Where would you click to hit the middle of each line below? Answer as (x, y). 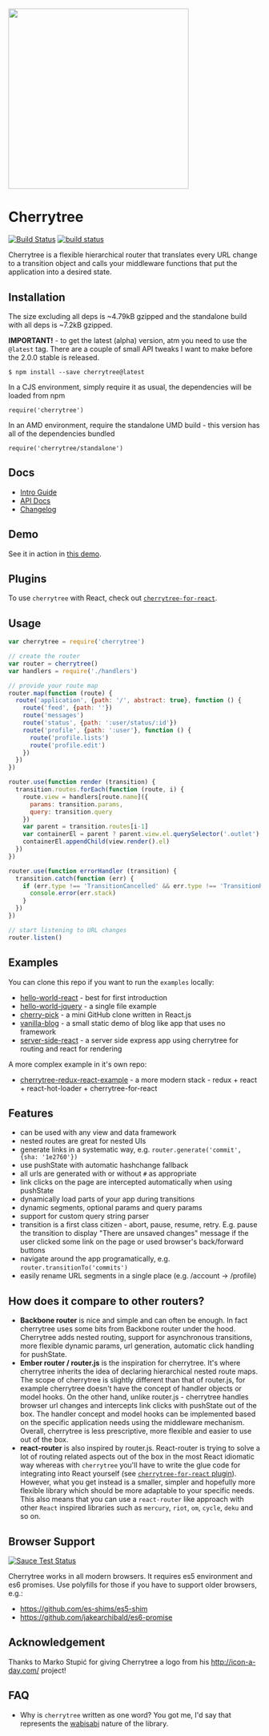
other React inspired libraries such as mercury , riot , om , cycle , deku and (137, 1508)
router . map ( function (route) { (60, 693)
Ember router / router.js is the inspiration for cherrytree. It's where (130, 1363)
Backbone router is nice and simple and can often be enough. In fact (134, 1320)
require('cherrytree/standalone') (66, 448)
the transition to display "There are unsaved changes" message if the (134, 1233)
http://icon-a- (233, 1661)
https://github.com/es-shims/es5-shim (84, 1609)
